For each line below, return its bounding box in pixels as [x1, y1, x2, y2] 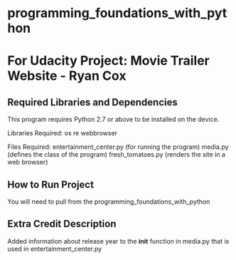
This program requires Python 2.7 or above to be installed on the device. [7, 115, 220, 124]
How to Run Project [7, 178, 95, 190]
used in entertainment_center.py [7, 244, 102, 253]
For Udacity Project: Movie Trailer [7, 53, 210, 69]
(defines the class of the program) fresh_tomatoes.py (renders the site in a [7, 150, 226, 159]
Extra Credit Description [7, 218, 117, 230]
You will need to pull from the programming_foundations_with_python [7, 197, 210, 206]
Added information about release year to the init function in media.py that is [7, 236, 230, 245]
